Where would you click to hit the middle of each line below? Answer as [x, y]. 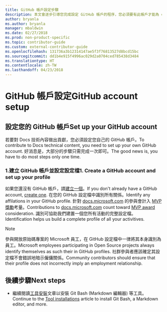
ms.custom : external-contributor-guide [46, 47]
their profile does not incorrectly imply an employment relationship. [74, 263]
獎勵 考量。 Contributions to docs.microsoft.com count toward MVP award [80, 207]
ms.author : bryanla [25, 24]
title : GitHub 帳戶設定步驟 [32, 10]
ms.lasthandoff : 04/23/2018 [34, 70]
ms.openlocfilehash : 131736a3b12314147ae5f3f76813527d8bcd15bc [72, 51]
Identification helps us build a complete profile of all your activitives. [75, 219]
